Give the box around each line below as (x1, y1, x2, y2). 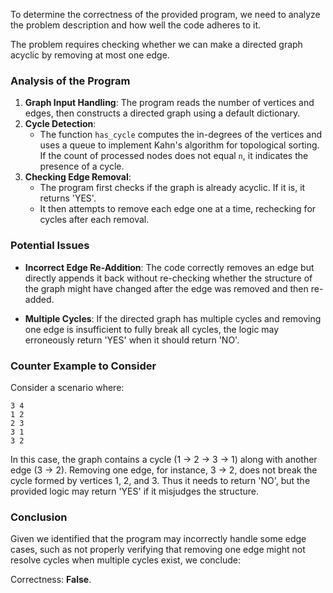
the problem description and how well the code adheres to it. (10, 19, 262, 31)
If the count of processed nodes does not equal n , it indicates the (39, 150, 309, 162)
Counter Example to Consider (10, 359, 157, 373)
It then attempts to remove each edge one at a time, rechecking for (39, 203, 317, 215)
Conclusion (10, 510, 68, 524)
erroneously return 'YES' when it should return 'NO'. (24, 334, 240, 346)
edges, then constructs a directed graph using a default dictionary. (24, 107, 301, 119)
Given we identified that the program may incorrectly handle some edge (10, 533, 307, 545)
